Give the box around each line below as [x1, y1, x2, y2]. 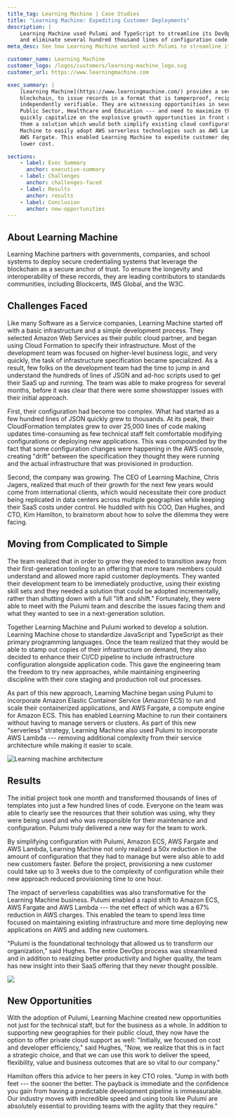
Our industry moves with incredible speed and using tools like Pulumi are [7, 1095, 218, 1103]
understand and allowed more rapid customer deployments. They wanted [7, 572, 220, 580]
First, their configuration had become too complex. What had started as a [7, 407, 220, 415]
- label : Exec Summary [20, 160, 86, 167]
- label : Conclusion [20, 198, 80, 206]
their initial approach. [7, 393, 69, 401]
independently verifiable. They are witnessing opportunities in [20, 101, 216, 108]
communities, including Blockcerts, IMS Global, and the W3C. [7, 280, 185, 288]
